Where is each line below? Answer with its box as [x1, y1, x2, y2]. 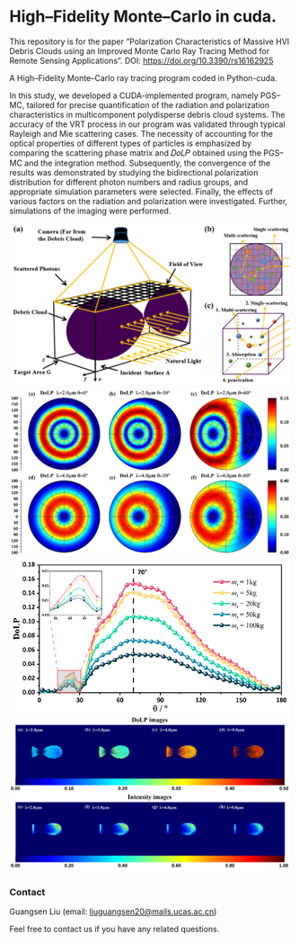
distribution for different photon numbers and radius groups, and [9, 176, 249, 187]
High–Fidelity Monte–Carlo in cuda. [9, 6, 277, 27]
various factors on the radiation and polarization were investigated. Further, [9, 195, 288, 206]
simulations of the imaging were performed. [9, 205, 171, 216]
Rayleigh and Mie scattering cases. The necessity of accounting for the [9, 128, 274, 139]
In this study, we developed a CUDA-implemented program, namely [9, 90, 259, 101]
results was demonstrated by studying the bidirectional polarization [9, 166, 259, 177]
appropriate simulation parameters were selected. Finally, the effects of [9, 186, 274, 197]
